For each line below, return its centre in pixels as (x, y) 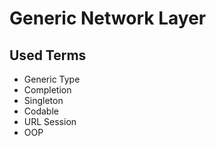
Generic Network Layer (108, 18)
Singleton (43, 100)
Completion (47, 90)
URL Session (50, 121)
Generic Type (52, 79)
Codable (41, 111)
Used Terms (48, 55)
